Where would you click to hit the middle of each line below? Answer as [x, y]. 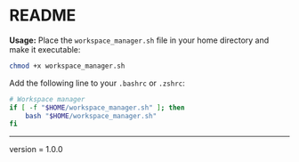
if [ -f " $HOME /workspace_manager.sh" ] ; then [97, 108]
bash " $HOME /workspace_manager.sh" [91, 116]
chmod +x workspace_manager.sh [67, 66]
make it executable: [45, 49]
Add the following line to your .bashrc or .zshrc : [97, 83]
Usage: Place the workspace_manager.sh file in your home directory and [139, 40]
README [43, 16]
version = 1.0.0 [36, 150]
